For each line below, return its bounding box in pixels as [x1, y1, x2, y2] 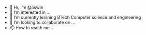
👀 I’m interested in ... [9, 9, 51, 15]
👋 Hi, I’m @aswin [9, 5, 44, 10]
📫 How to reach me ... [9, 25, 55, 30]
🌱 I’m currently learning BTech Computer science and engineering [9, 15, 141, 20]
